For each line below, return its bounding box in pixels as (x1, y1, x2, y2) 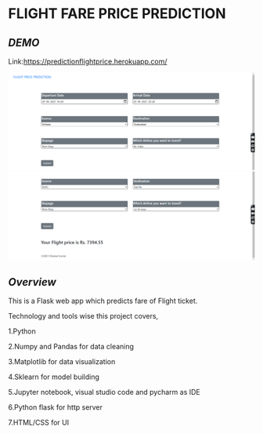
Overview (8, 275, 56, 289)
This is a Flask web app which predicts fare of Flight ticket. (8, 296, 198, 306)
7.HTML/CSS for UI (8, 418, 69, 428)
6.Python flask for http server (8, 403, 103, 412)
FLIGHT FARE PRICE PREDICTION (8, 5, 226, 23)
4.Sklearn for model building (8, 372, 100, 381)
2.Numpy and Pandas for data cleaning (8, 342, 135, 352)
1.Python (8, 326, 37, 336)
